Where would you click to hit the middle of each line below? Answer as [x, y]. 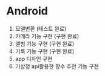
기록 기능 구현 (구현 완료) [45, 51]
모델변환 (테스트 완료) [41, 28]
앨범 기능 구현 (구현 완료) [45, 43]
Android [27, 11]
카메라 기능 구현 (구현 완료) [47, 36]
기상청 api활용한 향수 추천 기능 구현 [57, 66]
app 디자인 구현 [34, 59]
